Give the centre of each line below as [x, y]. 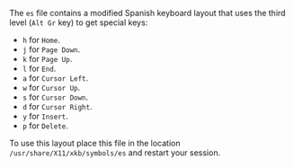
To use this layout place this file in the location [95, 143]
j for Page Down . [51, 49]
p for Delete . [45, 126]
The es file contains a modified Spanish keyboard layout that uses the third [147, 13]
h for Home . [41, 40]
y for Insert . [45, 116]
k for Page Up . [47, 59]
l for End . [39, 68]
